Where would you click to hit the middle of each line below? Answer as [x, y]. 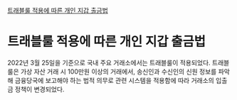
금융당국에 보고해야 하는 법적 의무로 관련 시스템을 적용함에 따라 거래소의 [115, 80]
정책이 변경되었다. [39, 89]
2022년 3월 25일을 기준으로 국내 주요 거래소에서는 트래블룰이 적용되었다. [109, 62]
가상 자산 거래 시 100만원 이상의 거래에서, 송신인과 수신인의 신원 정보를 [118, 71]
